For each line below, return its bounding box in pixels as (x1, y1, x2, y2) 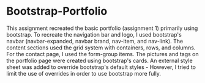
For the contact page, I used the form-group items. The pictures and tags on (6, 50, 199, 57)
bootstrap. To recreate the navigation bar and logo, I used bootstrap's (6, 31, 182, 38)
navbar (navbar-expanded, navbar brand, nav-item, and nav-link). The (6, 37, 184, 45)
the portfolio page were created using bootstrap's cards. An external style (6, 57, 193, 64)
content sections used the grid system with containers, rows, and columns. (6, 44, 196, 51)
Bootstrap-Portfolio (6, 4, 108, 18)
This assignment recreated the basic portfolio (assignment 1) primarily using (6, 24, 198, 32)
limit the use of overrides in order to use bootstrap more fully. (6, 70, 161, 77)
